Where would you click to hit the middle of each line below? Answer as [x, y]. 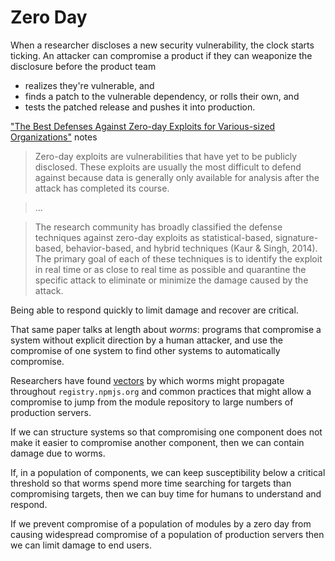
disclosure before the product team [83, 66]
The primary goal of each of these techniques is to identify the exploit [178, 258]
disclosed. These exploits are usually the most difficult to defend [168, 167]
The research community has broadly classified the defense [158, 227]
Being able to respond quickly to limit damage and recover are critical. [154, 310]
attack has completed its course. [102, 188]
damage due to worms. [58, 453]
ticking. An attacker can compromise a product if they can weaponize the [161, 55]
